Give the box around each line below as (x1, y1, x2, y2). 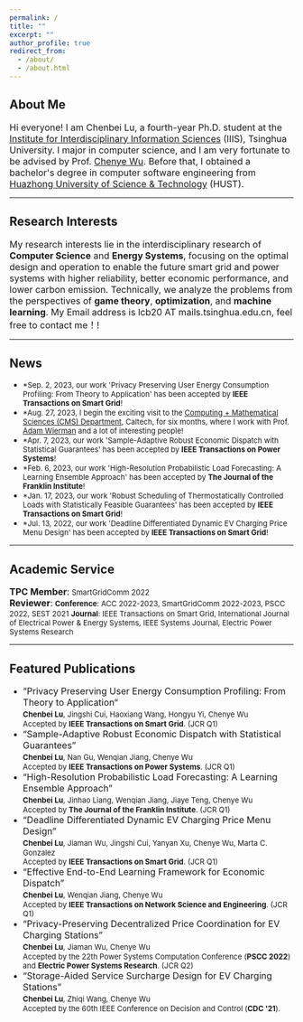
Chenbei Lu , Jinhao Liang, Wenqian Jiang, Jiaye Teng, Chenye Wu (22, 794, 253, 805)
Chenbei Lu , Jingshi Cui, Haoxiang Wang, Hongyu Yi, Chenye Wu (22, 708, 249, 719)
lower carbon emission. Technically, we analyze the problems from (9, 283, 293, 295)
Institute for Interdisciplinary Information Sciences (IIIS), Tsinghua (9, 132, 288, 145)
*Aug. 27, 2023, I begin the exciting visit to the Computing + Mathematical (22, 408, 279, 418)
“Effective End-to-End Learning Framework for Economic (22, 865, 265, 877)
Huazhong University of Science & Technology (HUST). (9, 177, 244, 190)
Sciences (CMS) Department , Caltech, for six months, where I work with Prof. (22, 417, 290, 427)
